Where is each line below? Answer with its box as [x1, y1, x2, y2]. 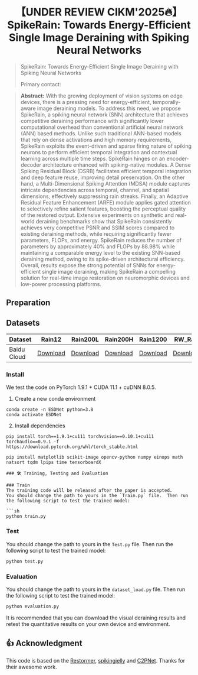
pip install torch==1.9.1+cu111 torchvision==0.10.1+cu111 [6, 434, 154, 440]
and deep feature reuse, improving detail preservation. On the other [20, 174, 185, 181]
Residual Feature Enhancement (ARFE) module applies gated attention [20, 199, 192, 206]
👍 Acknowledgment [6, 638, 82, 648]
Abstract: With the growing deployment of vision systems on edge [20, 92, 183, 99]
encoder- [166, 155, 190, 162]
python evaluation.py [6, 603, 60, 609]
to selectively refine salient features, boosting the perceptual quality [20, 205, 186, 212]
